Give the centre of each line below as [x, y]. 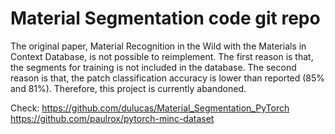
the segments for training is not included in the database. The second [153, 67]
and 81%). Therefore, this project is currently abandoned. [128, 88]
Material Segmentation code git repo [165, 18]
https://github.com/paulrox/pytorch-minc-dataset [112, 118]
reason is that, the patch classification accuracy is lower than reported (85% [168, 78]
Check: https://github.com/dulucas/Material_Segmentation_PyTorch [150, 108]
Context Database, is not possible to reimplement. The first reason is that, [162, 56]
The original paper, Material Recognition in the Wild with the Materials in [158, 46]
